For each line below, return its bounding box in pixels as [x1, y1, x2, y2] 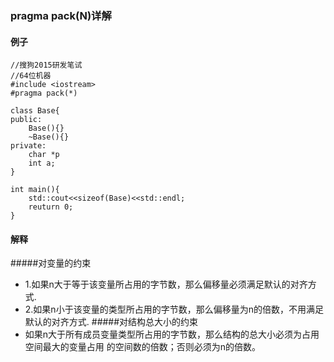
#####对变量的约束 [10, 257, 92, 269]
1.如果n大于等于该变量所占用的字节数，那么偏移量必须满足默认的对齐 [24, 278, 308, 291]
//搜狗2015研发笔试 [10, 60, 83, 71]
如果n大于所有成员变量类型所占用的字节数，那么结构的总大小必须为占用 [24, 328, 320, 341]
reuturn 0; [28, 202, 74, 212]
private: [10, 141, 47, 151]
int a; [28, 158, 56, 169]
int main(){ [10, 185, 60, 195]
